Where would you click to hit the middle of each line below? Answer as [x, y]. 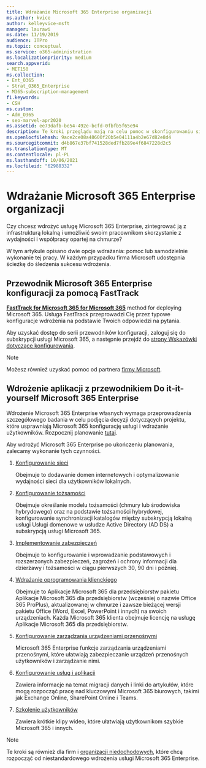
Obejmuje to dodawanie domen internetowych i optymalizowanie [97, 474]
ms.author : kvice [29, 18]
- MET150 [17, 69]
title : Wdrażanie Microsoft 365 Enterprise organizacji [79, 12]
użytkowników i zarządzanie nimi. [58, 661]
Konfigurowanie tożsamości [50, 493]
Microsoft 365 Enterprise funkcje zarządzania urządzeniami [91, 648]
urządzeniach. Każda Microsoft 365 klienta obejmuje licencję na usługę [105, 617]
